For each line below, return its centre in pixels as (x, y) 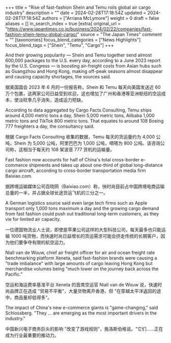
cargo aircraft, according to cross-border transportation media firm (76, 170)
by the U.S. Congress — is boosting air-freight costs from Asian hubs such (83, 66)
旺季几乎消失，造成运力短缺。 (54, 100)
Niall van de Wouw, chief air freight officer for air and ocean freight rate (80, 252)
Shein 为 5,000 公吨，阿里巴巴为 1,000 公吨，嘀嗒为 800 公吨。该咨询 (87, 143)
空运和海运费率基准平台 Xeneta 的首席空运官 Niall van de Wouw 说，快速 (81, 285)
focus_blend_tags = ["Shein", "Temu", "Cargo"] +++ (60, 45)
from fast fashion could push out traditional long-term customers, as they (82, 214)
